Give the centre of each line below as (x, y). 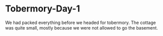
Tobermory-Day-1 (43, 9)
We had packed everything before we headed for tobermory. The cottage (81, 22)
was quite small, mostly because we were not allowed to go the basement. (81, 27)
